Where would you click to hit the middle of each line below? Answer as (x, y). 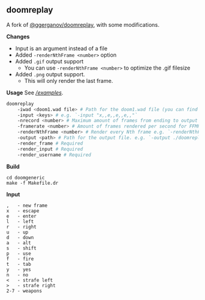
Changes (18, 37)
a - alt (19, 243)
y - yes (19, 270)
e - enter (21, 216)
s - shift (21, 248)
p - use (19, 253)
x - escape (23, 211)
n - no (17, 275)
